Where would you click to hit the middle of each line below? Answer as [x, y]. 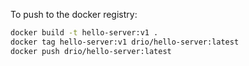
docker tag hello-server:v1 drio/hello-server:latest [125, 42]
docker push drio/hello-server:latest [91, 51]
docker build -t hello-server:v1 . [84, 33]
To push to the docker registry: [74, 14]
